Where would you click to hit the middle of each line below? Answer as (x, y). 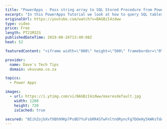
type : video (17, 24)
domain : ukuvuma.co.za (33, 69)
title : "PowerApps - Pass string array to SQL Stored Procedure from (79, 10)
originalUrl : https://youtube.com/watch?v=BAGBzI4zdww (63, 19)
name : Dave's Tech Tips (34, 64)
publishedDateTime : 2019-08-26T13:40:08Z (49, 38)
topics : (13, 78)
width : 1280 (26, 101)
